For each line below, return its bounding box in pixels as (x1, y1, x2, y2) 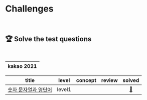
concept (76, 76, 97, 83)
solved (122, 76, 139, 83)
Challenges (5, 3, 54, 15)
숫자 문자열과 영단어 (8, 86, 53, 93)
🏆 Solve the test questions (5, 35, 92, 43)
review (101, 76, 118, 83)
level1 (57, 86, 72, 93)
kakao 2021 (8, 62, 37, 69)
